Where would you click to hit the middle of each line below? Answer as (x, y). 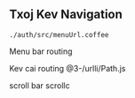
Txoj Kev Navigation (66, 15)
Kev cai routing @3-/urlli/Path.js (67, 68)
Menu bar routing (41, 51)
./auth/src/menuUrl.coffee (59, 34)
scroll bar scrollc (40, 85)
